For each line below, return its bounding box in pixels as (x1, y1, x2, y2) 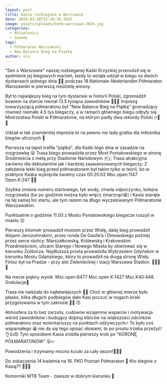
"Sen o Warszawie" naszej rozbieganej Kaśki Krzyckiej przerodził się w (5, 67, 151, 73)
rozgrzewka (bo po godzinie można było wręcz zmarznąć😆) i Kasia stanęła (5, 192, 161, 198)
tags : (5, 40, 16, 45)
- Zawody (9, 35, 28, 40)
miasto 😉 (5, 217, 25, 223)
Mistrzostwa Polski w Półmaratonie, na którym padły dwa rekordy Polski (5, 114, 153, 120)
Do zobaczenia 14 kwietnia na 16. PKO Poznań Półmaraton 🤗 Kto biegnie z (5, 358, 157, 364)
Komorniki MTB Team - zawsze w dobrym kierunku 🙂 (5, 373, 115, 379)
